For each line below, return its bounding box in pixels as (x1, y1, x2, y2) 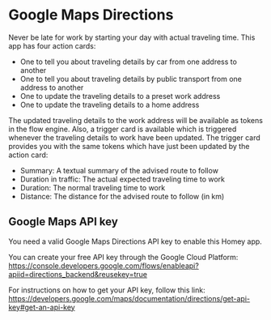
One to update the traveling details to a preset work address (19, 91, 221, 100)
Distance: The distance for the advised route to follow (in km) (19, 191, 225, 201)
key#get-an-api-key (8, 302, 75, 312)
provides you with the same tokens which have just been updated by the (8, 141, 250, 151)
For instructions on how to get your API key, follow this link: (8, 285, 205, 295)
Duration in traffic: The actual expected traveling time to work (19, 174, 225, 184)
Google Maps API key (8, 215, 119, 228)
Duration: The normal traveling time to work (19, 182, 166, 192)
